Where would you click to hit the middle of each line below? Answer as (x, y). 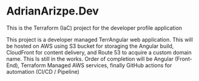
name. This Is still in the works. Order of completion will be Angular (90, 59)
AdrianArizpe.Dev (52, 11)
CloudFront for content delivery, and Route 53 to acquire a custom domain (99, 52)
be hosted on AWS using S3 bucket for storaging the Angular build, (90, 46)
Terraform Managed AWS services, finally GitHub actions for (96, 65)
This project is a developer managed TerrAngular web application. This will (99, 39)
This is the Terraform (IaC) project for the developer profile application (94, 28)
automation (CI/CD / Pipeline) (43, 71)
